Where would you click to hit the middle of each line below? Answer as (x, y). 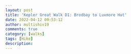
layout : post (19, 10)
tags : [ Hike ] (19, 39)
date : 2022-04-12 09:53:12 (34, 20)
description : (19, 44)
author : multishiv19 (27, 24)
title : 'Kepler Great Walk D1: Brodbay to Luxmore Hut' (66, 15)
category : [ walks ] (25, 34)
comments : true (21, 29)
